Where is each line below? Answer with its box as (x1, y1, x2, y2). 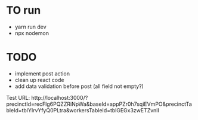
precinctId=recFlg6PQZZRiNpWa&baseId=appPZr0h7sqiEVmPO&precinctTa (6, 100, 192, 108)
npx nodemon (14, 29, 49, 36)
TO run (6, 4, 41, 17)
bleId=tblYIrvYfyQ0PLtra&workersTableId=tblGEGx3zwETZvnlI (6, 106, 160, 113)
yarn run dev (14, 23, 47, 30)
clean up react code (14, 76, 64, 83)
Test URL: (6, 94, 30, 101)
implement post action (14, 70, 70, 77)
